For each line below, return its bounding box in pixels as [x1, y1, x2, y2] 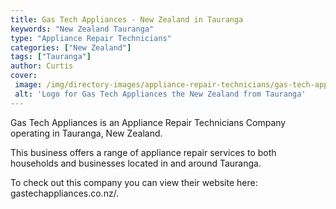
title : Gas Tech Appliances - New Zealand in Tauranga [10, 14, 244, 25]
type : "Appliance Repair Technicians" [10, 33, 172, 43]
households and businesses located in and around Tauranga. [10, 157, 262, 169]
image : [14, 80, 43, 90]
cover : [10, 71, 38, 81]
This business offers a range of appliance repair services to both [10, 146, 277, 158]
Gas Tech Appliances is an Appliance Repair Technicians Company [10, 116, 287, 128]
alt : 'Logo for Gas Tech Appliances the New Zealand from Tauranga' [14, 89, 307, 99]
